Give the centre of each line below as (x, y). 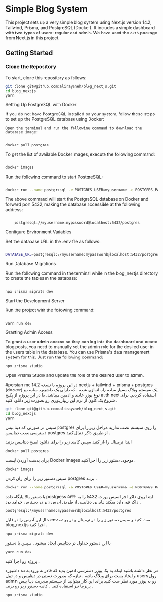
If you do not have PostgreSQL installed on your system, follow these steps (80, 114)
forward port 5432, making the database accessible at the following (73, 204)
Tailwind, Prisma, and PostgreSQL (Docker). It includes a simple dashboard (80, 27)
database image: (22, 132)
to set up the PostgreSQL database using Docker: (55, 119)
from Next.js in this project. (32, 38)
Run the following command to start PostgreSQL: (54, 177)
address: (14, 209)
